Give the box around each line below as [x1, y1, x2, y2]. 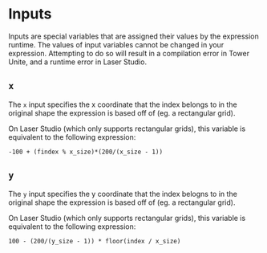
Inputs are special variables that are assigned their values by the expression [8, 31, 259, 41]
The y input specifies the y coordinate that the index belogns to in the [8, 189, 238, 198]
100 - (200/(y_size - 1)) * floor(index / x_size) [8, 237, 181, 245]
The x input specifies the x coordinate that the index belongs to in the [8, 100, 238, 109]
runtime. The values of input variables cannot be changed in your [8, 39, 225, 49]
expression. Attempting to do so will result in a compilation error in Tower [8, 48, 250, 58]
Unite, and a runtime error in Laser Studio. [8, 57, 147, 67]
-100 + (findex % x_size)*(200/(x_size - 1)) [8, 148, 163, 156]
